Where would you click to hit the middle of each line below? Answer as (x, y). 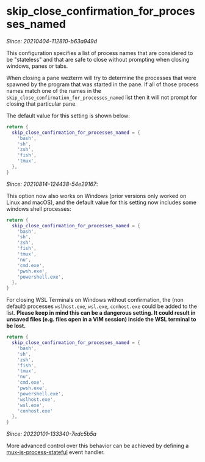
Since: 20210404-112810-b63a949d (52, 41)
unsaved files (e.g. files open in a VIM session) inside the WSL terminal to (101, 320)
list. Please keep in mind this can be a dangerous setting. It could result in (101, 313)
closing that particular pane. (42, 104)
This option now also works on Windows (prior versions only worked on (96, 196)
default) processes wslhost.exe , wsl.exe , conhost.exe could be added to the (102, 306)
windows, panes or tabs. (37, 66)
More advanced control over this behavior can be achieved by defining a (98, 446)
